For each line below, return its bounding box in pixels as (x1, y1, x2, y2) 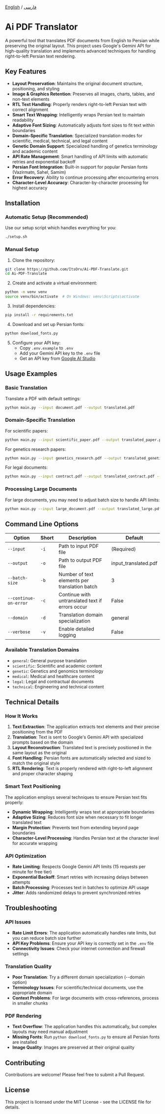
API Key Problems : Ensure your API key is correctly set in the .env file (12, 940, 154, 946)
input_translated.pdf (111, 560, 158, 567)
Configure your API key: (12, 340, 61, 346)
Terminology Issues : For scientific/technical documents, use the (12, 984, 144, 990)
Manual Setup (5, 246, 39, 253)
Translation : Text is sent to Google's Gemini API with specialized (12, 734, 143, 740)
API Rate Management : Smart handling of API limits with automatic (12, 153, 148, 159)
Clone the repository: (12, 257, 55, 263)
